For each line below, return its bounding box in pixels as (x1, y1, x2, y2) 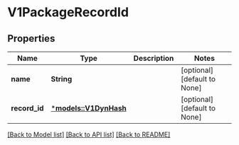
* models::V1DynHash (51, 103, 127, 113)
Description (133, 54, 174, 63)
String (51, 74, 73, 83)
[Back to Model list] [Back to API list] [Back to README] (7, 130, 171, 139)
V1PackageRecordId (7, 4, 129, 21)
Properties (7, 33, 55, 45)
